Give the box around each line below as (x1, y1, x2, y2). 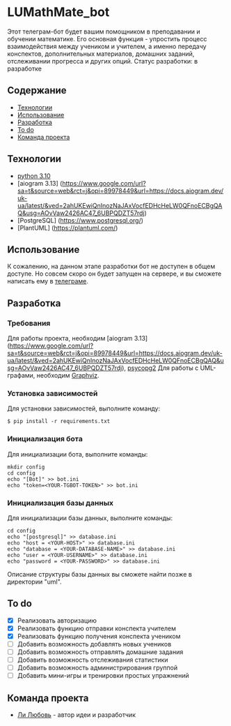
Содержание (7, 84, 67, 96)
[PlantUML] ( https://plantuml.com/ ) (17, 223, 118, 232)
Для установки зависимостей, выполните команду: (7, 404, 161, 413)
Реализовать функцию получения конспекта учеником (17, 632, 181, 640)
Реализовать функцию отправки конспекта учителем (17, 624, 176, 632)
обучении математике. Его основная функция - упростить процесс (7, 34, 207, 43)
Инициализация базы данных (7, 498, 113, 508)
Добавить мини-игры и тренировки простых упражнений (17, 672, 189, 680)
